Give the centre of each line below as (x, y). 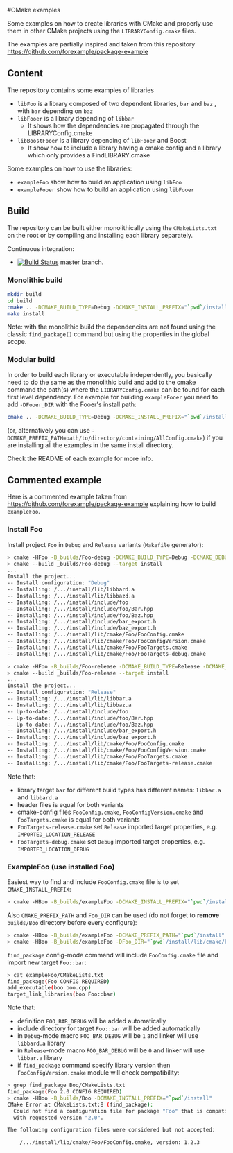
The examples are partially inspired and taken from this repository (101, 44)
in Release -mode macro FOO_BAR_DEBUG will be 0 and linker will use (111, 1050)
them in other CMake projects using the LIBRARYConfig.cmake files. (102, 31)
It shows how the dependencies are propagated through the (113, 125)
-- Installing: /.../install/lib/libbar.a (69, 699)
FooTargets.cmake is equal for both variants (78, 819)
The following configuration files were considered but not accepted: (111, 1130)
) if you (213, 437)
